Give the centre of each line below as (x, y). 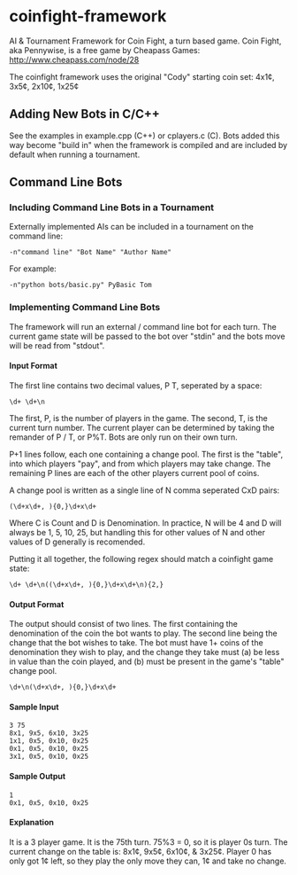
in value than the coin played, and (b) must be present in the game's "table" (147, 661)
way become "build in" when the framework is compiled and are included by (148, 145)
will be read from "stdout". (57, 345)
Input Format (33, 366)
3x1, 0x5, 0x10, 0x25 (49, 757)
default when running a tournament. (75, 154)
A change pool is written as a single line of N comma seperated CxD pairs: (145, 490)
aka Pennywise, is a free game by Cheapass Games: (105, 50)
